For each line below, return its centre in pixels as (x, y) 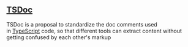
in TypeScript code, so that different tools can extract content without (94, 31)
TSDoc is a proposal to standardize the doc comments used (82, 24)
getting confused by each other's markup (59, 37)
